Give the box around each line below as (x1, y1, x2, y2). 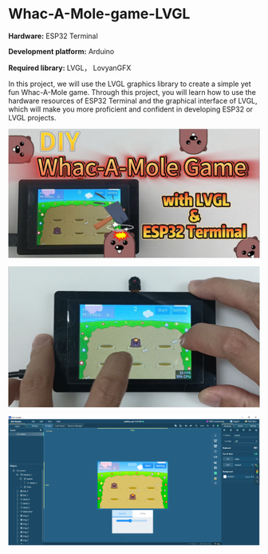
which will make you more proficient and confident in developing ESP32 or (8, 104, 254, 114)
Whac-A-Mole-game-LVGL (8, 5, 191, 23)
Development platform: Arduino (8, 46, 115, 56)
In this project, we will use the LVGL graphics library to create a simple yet (8, 79, 251, 88)
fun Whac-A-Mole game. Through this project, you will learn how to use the (8, 87, 257, 96)
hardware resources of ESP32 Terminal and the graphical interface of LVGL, (8, 96, 258, 105)
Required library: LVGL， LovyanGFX (8, 63, 132, 73)
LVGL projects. (8, 112, 57, 122)
